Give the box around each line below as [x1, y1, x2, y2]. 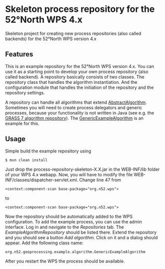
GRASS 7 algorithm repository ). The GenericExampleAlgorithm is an [5, 115, 144, 121]
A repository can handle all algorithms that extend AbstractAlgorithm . [5, 99, 147, 105]
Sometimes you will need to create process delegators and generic [5, 104, 143, 110]
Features [5, 50, 33, 59]
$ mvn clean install [5, 157, 48, 162]
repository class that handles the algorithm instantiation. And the [5, 79, 138, 85]
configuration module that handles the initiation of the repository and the [5, 84, 154, 90]
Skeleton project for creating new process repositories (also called [5, 30, 142, 36]
